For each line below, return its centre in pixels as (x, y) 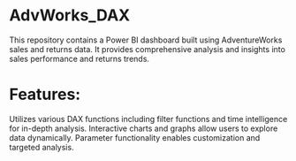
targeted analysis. (42, 147)
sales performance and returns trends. (80, 58)
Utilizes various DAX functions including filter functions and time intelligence (148, 119)
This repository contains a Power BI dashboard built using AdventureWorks (146, 40)
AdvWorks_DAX (70, 15)
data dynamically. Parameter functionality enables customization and (135, 137)
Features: (45, 95)
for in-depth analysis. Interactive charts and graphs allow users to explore (144, 128)
